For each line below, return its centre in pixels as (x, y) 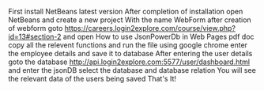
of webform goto (36, 28)
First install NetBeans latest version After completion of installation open (126, 11)
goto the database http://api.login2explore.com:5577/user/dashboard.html (129, 62)
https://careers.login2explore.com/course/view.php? (150, 28)
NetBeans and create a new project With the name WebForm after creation (130, 20)
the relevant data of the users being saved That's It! (92, 79)
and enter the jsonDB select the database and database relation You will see (132, 70)
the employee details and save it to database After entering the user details (130, 53)
